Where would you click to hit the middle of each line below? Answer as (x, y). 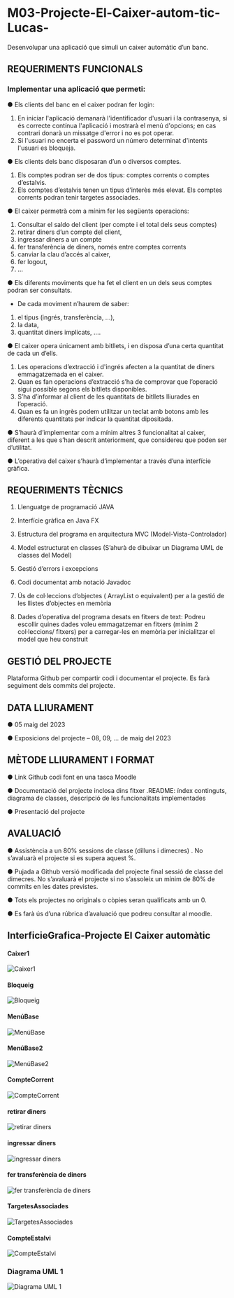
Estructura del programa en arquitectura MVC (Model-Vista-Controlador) (122, 534)
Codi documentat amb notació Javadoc (74, 582)
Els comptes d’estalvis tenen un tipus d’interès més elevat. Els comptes (120, 190)
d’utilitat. (20, 447)
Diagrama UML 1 (35, 1271)
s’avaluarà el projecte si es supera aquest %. (72, 858)
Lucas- (28, 28)
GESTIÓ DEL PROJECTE (59, 661)
